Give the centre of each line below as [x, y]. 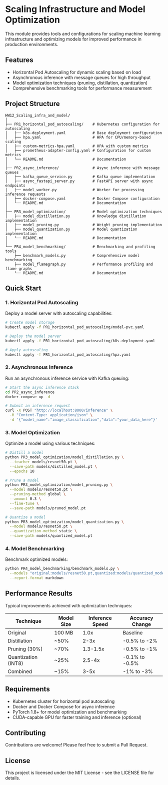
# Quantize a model [25, 517]
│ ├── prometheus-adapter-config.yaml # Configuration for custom [78, 150]
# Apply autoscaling [27, 350]
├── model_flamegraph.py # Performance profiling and [84, 264]
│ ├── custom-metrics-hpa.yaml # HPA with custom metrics [77, 146]
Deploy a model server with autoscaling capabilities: [59, 313]
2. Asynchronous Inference [39, 367]
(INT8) [15, 663]
